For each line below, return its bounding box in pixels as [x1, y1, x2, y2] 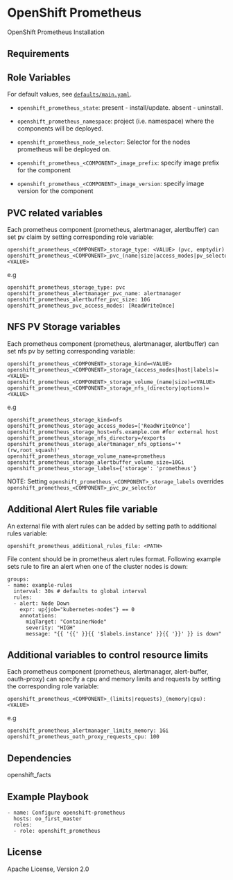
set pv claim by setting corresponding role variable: [7, 233, 154, 241]
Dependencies [7, 752, 71, 764]
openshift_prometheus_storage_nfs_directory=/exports [7, 434, 166, 442]
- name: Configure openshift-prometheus [7, 809, 126, 817]
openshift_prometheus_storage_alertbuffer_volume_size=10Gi [7, 458, 185, 466]
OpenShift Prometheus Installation [7, 28, 105, 36]
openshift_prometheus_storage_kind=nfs [7, 416, 123, 423]
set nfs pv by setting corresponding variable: [7, 347, 135, 355]
